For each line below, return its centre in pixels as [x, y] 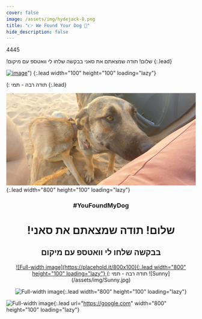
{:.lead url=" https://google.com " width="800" [110, 303]
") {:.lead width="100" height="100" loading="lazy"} [92, 73]
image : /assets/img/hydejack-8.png [51, 19]
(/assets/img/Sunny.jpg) [101, 280]
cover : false [23, 13]
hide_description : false [37, 32]
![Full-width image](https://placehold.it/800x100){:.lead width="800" [101, 267]
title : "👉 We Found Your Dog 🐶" [48, 25]
